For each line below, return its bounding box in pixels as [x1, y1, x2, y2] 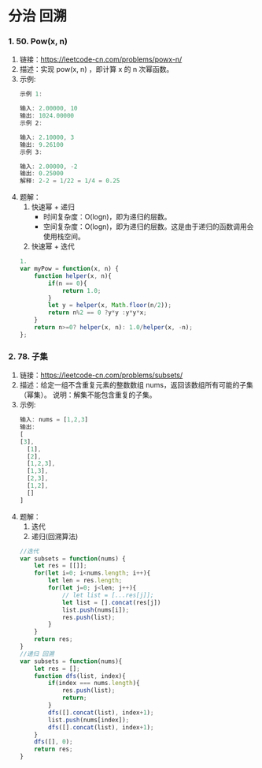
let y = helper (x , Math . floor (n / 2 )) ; [48, 302, 172, 309]
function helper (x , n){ [34, 272, 112, 280]
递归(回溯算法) [31, 531, 79, 541]
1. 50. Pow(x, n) [8, 36, 68, 47]
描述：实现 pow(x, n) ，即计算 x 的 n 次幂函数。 [19, 65, 174, 74]
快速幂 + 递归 [31, 202, 75, 212]
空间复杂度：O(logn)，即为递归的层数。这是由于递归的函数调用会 [42, 222, 254, 231]
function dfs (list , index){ [34, 672, 126, 680]
